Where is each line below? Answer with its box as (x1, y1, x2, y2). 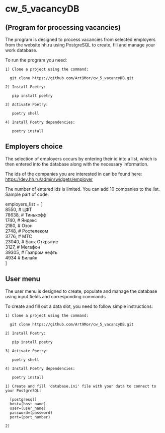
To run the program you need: (5, 57, 67, 63)
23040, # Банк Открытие (5, 238, 59, 245)
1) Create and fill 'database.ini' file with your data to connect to (5, 384, 156, 389)
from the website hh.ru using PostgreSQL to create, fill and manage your (5, 42, 155, 48)
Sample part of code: (5, 191, 49, 197)
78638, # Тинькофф (5, 211, 47, 218)
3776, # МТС (5, 233, 33, 239)
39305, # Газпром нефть (5, 249, 58, 255)
